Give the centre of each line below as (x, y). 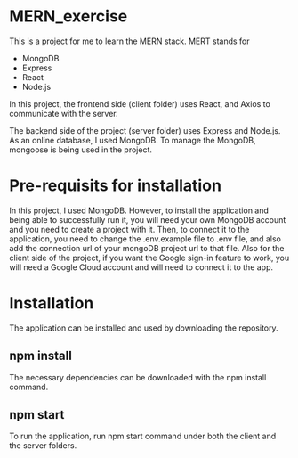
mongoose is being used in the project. (81, 150)
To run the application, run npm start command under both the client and (143, 436)
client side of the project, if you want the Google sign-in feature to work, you (149, 258)
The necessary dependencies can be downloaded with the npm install (138, 377)
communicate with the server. (64, 113)
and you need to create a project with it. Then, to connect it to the (129, 229)
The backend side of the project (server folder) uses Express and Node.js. (145, 130)
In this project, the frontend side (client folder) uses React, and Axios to (140, 103)
